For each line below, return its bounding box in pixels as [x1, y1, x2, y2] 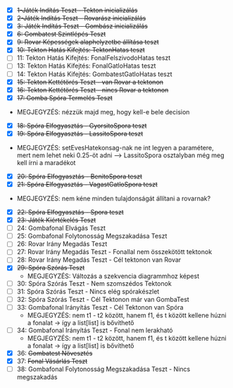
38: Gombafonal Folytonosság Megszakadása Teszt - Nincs [16, 365, 191, 373]
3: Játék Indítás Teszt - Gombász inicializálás [16, 22, 149, 30]
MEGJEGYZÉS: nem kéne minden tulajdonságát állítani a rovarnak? [16, 194, 211, 202]
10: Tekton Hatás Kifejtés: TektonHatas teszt [16, 46, 145, 54]
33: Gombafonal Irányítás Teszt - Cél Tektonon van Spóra [16, 303, 184, 311]
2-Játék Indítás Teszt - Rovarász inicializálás [16, 14, 146, 23]
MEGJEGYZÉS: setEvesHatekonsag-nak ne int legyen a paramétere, [16, 143, 214, 152]
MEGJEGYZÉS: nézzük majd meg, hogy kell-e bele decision [16, 107, 190, 116]
